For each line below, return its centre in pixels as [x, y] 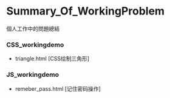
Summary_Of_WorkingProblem [86, 11]
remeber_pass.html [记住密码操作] [58, 88]
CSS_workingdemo [35, 45]
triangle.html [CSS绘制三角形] [52, 59]
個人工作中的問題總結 [33, 28]
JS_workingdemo [33, 75]
